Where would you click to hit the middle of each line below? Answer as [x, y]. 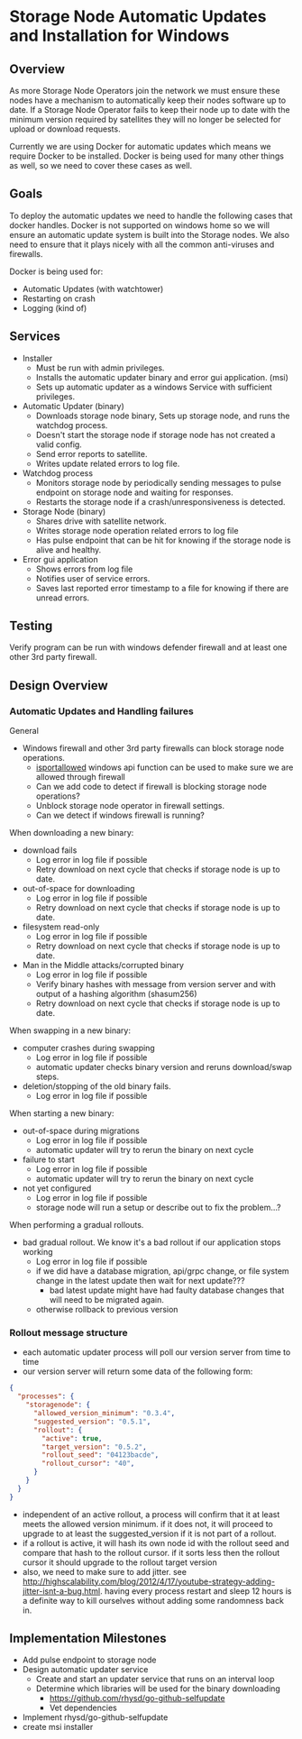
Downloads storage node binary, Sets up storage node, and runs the [163, 416]
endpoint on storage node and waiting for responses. [135, 492]
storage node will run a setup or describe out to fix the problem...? [158, 1208]
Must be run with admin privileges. [100, 368]
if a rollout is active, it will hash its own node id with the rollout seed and [156, 1542]
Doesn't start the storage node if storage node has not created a [156, 435]
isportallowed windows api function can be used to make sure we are [165, 767]
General [24, 731]
